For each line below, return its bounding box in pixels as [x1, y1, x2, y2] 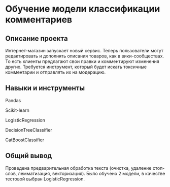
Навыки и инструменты [5, 84, 85, 92]
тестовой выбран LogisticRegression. [5, 176, 85, 182]
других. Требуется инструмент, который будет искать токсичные [5, 64, 147, 70]
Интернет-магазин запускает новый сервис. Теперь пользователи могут [5, 48, 164, 53]
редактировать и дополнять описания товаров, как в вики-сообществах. [5, 53, 164, 59]
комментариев [5, 14, 73, 25]
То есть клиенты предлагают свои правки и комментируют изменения [5, 58, 159, 64]
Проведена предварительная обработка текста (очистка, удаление [5, 165, 152, 171]
